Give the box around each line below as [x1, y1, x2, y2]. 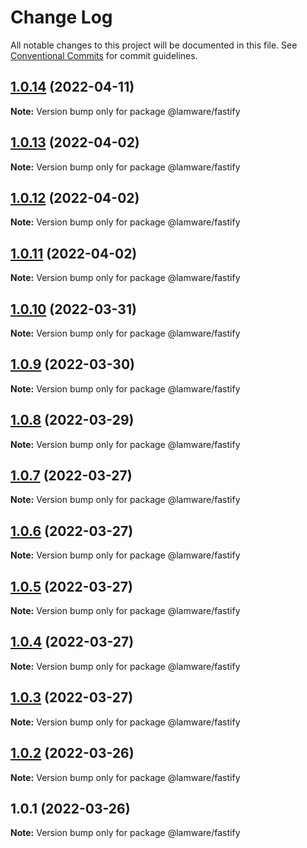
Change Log [10, 6, 113, 29]
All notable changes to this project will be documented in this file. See [10, 39, 298, 51]
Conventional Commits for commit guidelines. [10, 49, 198, 61]
